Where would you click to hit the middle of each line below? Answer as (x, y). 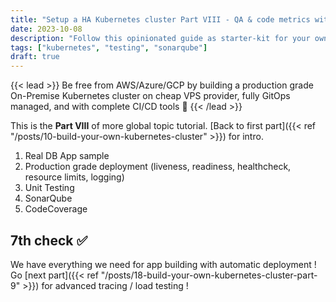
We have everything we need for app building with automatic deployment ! (163, 264)
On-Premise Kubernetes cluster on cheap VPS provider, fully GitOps (150, 96)
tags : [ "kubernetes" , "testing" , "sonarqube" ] (109, 47)
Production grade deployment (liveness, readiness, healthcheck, (158, 167)
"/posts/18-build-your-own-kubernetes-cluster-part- (209, 275)
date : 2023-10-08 (46, 29)
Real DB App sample (67, 156)
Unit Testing (49, 188)
